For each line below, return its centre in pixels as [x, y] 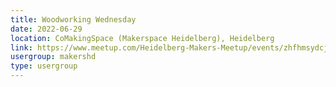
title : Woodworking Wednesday [73, 19]
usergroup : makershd [53, 57]
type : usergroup [44, 66]
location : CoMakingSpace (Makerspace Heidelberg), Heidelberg [142, 38]
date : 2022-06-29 [46, 29]
